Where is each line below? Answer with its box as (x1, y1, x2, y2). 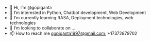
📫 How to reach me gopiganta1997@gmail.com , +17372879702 (9, 30, 137, 36)
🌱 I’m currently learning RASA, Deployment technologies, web (9, 15, 134, 20)
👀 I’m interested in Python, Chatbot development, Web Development (9, 10, 146, 15)
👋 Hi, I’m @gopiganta (9, 5, 52, 10)
